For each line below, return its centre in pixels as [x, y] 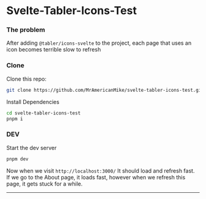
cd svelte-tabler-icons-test [44, 113]
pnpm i [15, 119]
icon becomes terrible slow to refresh [54, 50]
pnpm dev [17, 159]
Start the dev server [32, 148]
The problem [26, 30]
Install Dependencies [33, 102]
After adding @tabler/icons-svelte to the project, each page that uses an [99, 43]
